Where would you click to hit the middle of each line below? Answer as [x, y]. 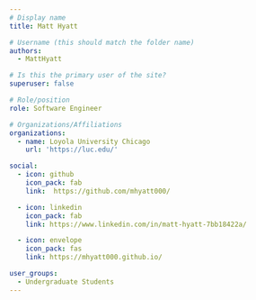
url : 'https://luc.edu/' [72, 150]
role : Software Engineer [56, 108]
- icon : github [46, 175]
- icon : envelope [50, 241]
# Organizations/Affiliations [66, 124]
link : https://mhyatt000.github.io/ [94, 258]
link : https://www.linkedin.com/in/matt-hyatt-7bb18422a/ [136, 224]
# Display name [38, 18]
